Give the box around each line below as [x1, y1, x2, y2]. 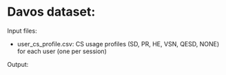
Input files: [7, 27, 37, 35]
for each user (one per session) [17, 47, 107, 55]
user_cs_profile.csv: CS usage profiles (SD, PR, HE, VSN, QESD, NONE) [17, 40, 220, 48]
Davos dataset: [7, 4, 96, 20]
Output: [7, 60, 29, 68]
